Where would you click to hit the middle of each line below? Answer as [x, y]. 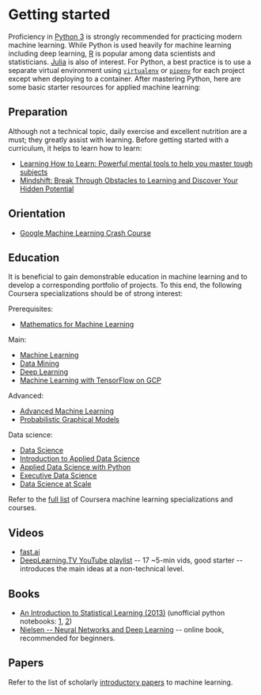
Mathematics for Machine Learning [77, 324]
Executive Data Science [58, 476]
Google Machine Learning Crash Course [85, 232]
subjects [34, 171]
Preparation [38, 112]
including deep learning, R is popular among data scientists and [112, 53]
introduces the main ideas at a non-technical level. [102, 569]
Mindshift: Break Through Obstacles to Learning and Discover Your [129, 180]
